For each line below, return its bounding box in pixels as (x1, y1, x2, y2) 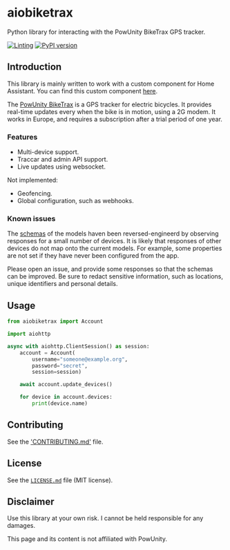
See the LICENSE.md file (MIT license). (7, 475, 113, 484)
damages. (7, 522, 36, 530)
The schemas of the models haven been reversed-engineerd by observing (7, 229, 219, 238)
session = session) (32, 368, 82, 376)
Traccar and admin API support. (17, 155, 108, 164)
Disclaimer (7, 495, 55, 507)
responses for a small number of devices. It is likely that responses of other (7, 237, 222, 245)
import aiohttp (7, 330, 51, 338)
